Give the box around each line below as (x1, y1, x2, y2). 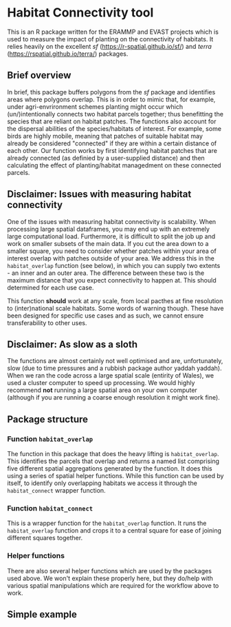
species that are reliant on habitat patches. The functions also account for (7, 117, 217, 125)
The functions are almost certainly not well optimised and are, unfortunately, (7, 357, 223, 365)
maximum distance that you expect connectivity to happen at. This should (7, 276, 217, 284)
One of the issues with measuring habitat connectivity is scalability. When (7, 217, 217, 225)
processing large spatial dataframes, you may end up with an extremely (7, 225, 210, 233)
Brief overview (7, 70, 71, 81)
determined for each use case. (7, 283, 94, 291)
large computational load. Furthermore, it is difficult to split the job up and (7, 232, 216, 240)
